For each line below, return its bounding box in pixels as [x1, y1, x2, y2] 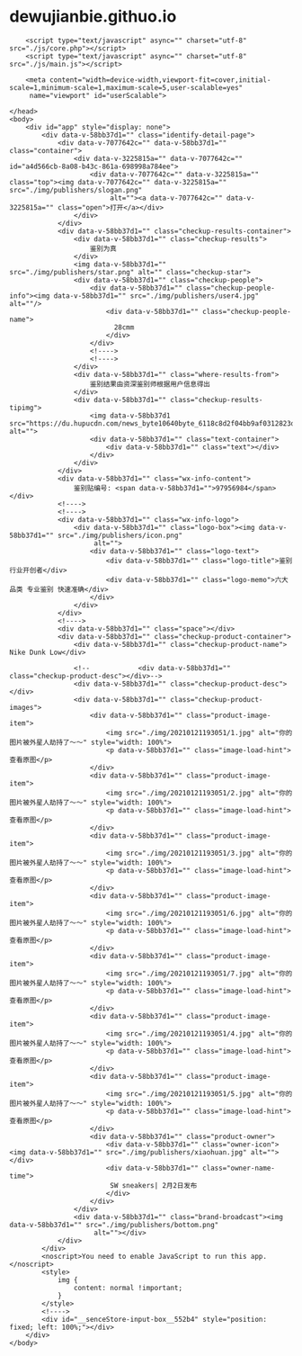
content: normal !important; [73, 1283, 182, 1292]
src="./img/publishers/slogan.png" [9, 185, 143, 194]
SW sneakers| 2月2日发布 [109, 1181, 198, 1190]
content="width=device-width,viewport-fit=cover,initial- [49, 75, 271, 85]
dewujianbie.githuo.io [9, 6, 177, 27]
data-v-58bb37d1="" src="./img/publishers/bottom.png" [9, 1220, 219, 1229]
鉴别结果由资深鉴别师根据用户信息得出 [89, 380, 211, 389]
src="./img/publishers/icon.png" [57, 531, 182, 540]
